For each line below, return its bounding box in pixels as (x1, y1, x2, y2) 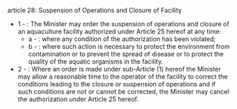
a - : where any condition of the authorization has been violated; (28, 35, 216, 43)
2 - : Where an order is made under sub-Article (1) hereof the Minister (17, 65, 221, 73)
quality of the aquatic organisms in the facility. (28, 57, 163, 66)
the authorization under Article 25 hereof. (17, 95, 139, 103)
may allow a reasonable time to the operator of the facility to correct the (17, 72, 228, 81)
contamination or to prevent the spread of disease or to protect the (28, 50, 224, 58)
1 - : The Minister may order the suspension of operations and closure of (17, 20, 230, 28)
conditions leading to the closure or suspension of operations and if (17, 80, 216, 88)
